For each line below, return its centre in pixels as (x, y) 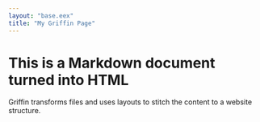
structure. (25, 111)
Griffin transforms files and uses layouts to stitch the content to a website (130, 102)
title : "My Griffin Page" (52, 23)
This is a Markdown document (112, 63)
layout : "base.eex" (41, 16)
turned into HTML (69, 80)
